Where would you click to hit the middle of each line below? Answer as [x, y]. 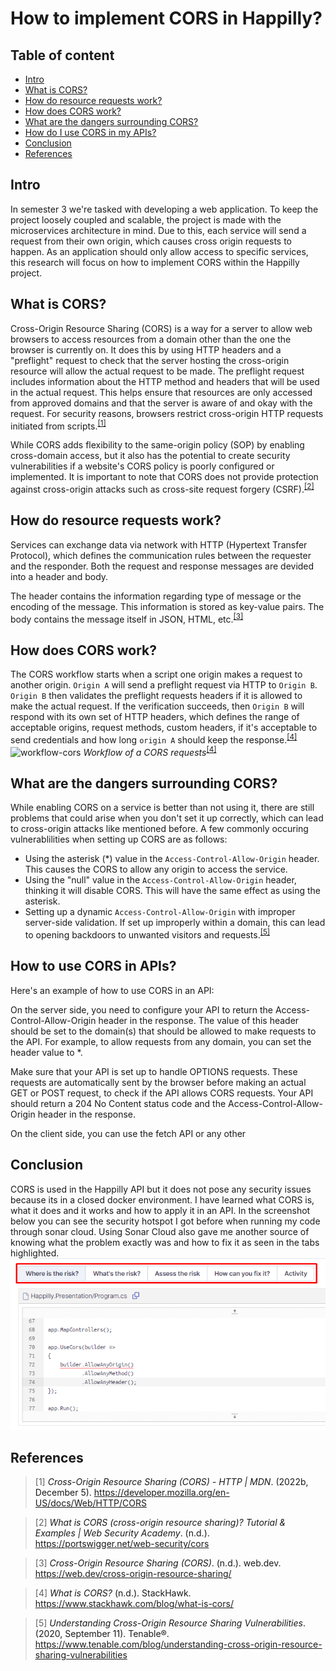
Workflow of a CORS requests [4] [150, 751]
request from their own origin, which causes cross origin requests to [151, 241]
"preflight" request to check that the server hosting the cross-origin [150, 360]
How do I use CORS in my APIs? [90, 132]
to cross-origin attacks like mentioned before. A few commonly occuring [159, 829]
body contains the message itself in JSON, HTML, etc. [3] [127, 618]
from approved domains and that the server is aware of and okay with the [161, 403]
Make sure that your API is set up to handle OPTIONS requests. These [154, 1071]
